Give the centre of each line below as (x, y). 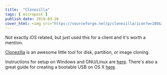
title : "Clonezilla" (28, 10)
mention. (14, 43)
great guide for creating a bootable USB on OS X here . (61, 67)
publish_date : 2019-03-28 (32, 19)
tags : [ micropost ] (27, 14)
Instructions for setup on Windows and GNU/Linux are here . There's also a (81, 62)
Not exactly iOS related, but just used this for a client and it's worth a (75, 37)
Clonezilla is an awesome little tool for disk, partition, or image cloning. (78, 52)
